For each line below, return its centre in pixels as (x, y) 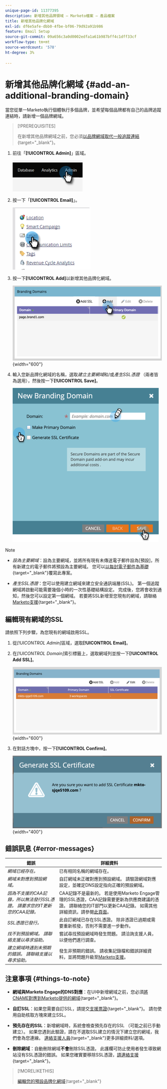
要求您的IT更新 (37, 905)
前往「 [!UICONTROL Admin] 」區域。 (50, 153)
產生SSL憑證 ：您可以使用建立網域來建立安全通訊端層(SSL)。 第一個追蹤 (86, 583)
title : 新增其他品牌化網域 (30, 21)
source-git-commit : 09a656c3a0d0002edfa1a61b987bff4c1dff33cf (71, 37)
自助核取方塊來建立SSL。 (42, 1015)
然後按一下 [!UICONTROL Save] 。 (66, 381)
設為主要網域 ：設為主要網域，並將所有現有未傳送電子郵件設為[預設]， (84, 560)
